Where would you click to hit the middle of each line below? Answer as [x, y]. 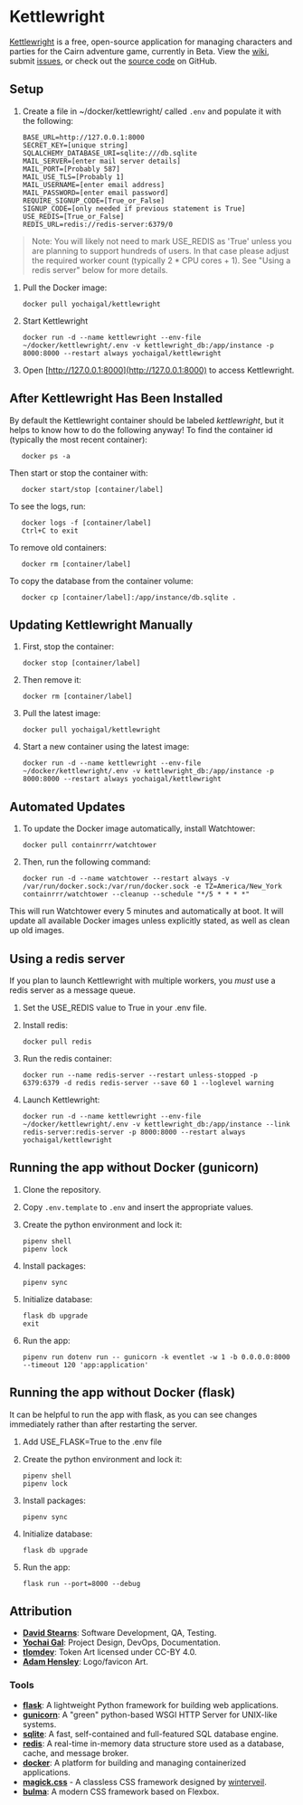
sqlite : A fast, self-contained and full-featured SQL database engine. [150, 1734]
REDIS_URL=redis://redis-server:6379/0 [98, 224]
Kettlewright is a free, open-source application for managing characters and [151, 42]
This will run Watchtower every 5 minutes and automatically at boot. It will [147, 912]
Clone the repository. [62, 1189]
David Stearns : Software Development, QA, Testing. [119, 1633]
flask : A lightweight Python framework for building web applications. [150, 1705]
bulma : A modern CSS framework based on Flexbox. [121, 1791]
